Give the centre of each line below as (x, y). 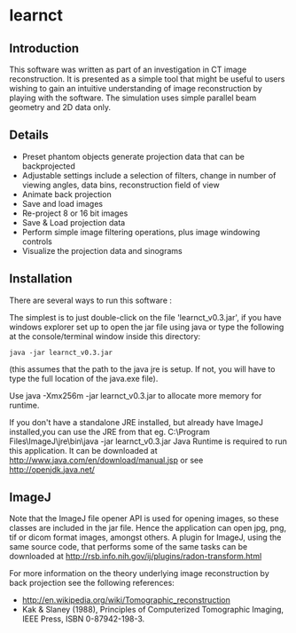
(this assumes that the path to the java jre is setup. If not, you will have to (142, 368)
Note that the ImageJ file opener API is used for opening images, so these (144, 518)
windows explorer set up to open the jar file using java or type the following (147, 327)
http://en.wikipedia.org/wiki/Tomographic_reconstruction (126, 600)
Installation (41, 279)
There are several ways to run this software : (91, 300)
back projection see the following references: (92, 583)
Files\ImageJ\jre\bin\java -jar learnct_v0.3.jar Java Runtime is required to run (148, 441)
